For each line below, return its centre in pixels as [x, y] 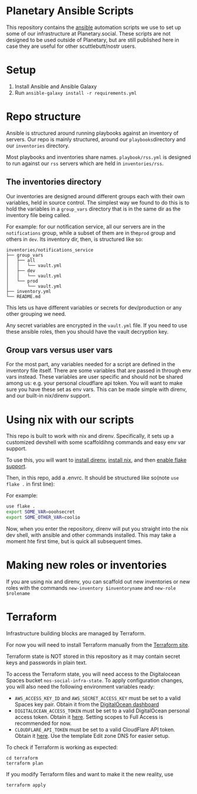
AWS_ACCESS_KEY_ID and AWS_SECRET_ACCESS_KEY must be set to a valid [98, 698]
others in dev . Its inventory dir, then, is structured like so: [75, 239]
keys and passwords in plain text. [47, 662]
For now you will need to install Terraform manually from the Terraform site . [98, 645]
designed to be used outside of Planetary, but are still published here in [93, 40]
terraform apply [26, 785]
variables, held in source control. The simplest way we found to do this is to [98, 202]
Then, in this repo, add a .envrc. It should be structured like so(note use [93, 478]
